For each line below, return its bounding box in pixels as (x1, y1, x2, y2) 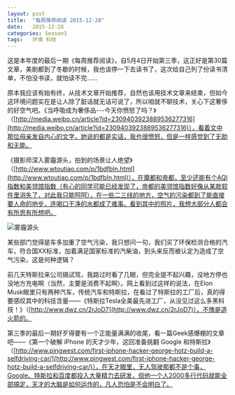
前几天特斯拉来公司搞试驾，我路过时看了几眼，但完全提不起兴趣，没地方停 (7, 271, 222, 279)
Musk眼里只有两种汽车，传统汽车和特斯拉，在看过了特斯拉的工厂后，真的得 (7, 288, 225, 296)
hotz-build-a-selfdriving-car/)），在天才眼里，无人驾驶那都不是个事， (7, 363, 206, 371)
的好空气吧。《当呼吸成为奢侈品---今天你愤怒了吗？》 (7, 106, 157, 115)
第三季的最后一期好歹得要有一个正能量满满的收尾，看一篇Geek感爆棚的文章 (7, 329, 225, 338)
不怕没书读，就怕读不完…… (19, 74, 98, 82)
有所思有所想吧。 (7, 208, 57, 217)
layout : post (7, 10, 45, 17)
